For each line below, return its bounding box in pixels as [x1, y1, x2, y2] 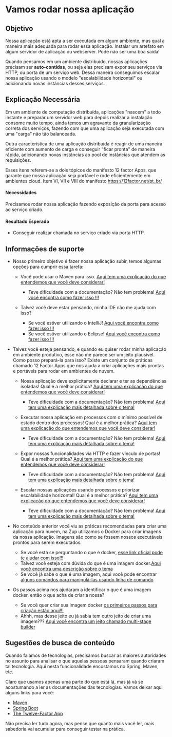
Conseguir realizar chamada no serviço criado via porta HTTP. [12, 230, 145, 236]
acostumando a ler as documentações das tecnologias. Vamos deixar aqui [5, 684, 163, 690]
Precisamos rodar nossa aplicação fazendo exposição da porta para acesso [5, 201, 166, 207]
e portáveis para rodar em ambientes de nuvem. [12, 368, 114, 374]
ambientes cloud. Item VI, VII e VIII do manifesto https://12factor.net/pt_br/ [5, 178, 162, 184]
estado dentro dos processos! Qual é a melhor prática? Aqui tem [20, 420, 157, 426]
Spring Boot [12, 705, 39, 711]
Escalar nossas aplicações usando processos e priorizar [20, 487, 140, 493]
